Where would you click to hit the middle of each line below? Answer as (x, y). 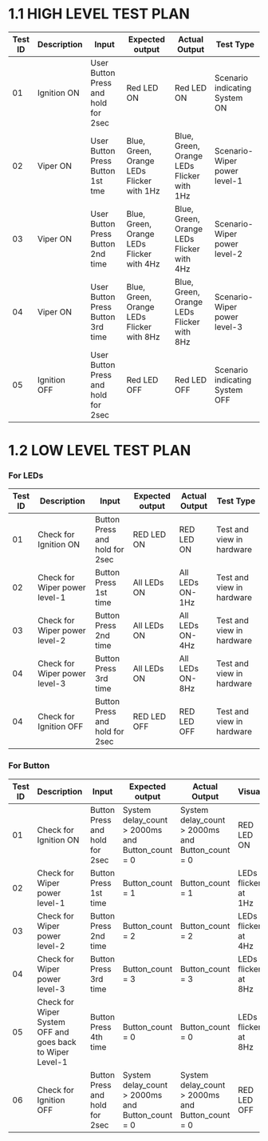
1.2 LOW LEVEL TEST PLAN (100, 451)
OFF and (53, 1031)
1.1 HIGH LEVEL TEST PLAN (99, 14)
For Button (29, 766)
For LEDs (26, 475)
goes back (57, 1042)
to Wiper (53, 1051)
